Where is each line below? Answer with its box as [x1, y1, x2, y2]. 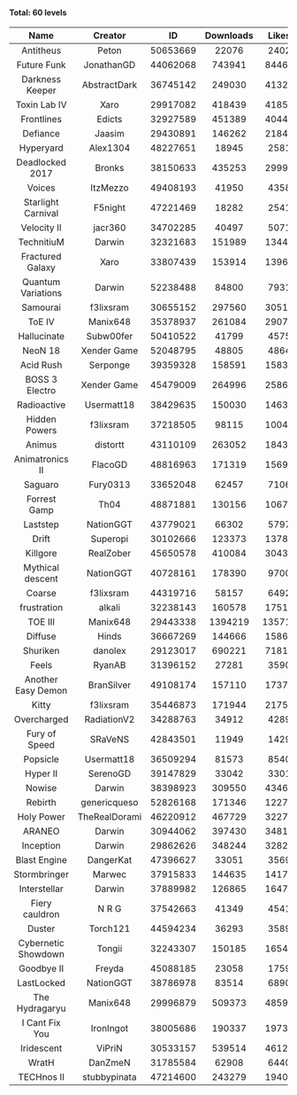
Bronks [95, 162, 125, 175]
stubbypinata [82, 1071, 137, 1083]
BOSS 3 [25, 373, 57, 385]
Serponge [88, 359, 131, 371]
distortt [94, 439, 126, 451]
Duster [27, 922, 56, 935]
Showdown [18, 948, 65, 960]
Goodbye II [19, 962, 65, 975]
